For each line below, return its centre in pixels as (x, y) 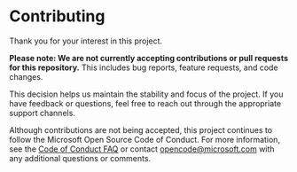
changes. (26, 76)
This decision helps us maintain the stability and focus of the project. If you (146, 94)
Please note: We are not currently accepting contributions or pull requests (149, 58)
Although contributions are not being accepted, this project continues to (141, 129)
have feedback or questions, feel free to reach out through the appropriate (145, 103)
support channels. (42, 113)
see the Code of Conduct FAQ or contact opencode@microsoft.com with (142, 149)
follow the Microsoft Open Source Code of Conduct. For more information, (145, 139)
